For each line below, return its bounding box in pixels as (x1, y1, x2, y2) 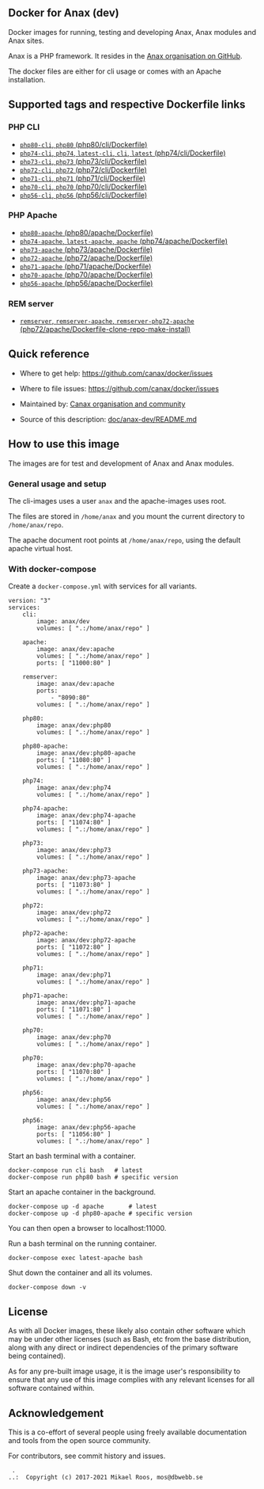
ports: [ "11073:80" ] (36, 881, 111, 889)
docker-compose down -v (8, 1283, 87, 1292)
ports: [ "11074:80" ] (36, 819, 111, 827)
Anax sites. (8, 36, 45, 45)
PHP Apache (8, 210, 58, 221)
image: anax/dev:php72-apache (36, 936, 136, 945)
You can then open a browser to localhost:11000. (8, 1224, 167, 1233)
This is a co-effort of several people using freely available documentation (8, 1427, 247, 1437)
